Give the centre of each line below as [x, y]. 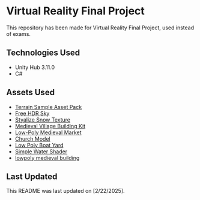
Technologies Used [43, 53]
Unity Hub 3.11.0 [35, 67]
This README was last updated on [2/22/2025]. [65, 191]
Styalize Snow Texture [43, 119]
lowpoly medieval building [47, 157]
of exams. [19, 34]
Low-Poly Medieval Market [48, 132]
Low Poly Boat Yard [39, 145]
